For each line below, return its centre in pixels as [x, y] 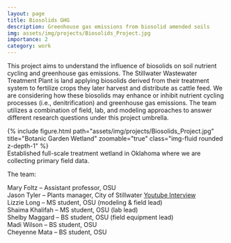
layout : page [26, 14]
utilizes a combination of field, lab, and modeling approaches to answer [110, 110]
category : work [29, 46]
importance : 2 [28, 40]
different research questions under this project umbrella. [88, 118]
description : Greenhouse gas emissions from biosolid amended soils [109, 26]
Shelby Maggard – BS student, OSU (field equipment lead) [90, 217]
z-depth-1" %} [28, 146]
